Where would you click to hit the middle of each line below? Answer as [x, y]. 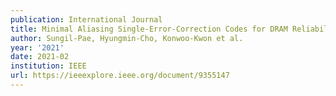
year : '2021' [37, 47]
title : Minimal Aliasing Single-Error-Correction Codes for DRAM [149, 29]
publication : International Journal [86, 19]
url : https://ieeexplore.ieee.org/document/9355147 [120, 76]
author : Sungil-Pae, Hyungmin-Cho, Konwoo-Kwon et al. [127, 38]
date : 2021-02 [40, 57]
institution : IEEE [48, 66]
